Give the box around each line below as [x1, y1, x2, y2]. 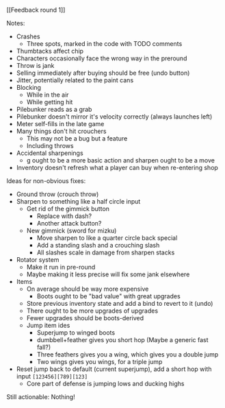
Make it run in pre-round [26, 263, 96, 271]
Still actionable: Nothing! [6, 393, 76, 400]
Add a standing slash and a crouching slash [36, 241, 160, 249]
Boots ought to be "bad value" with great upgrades [36, 292, 181, 300]
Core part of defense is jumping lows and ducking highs [26, 380, 185, 387]
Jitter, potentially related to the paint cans [16, 76, 134, 84]
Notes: [6, 19, 25, 27]
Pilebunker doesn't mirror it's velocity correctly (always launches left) [16, 112, 213, 121]
